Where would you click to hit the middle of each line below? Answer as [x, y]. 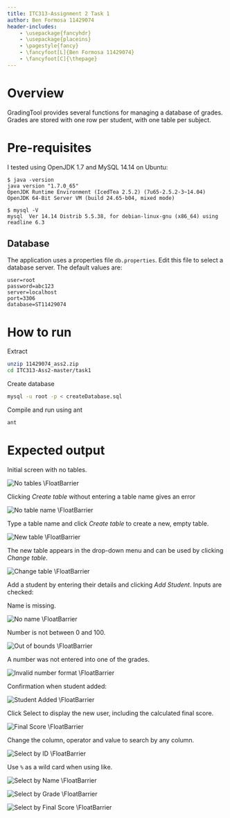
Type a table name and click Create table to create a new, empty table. [108, 523]
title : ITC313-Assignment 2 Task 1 [59, 14]
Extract [17, 351]
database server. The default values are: [65, 267]
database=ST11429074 [37, 305]
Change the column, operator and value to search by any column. [101, 740]
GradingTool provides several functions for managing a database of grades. [115, 112]
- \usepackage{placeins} [55, 40]
